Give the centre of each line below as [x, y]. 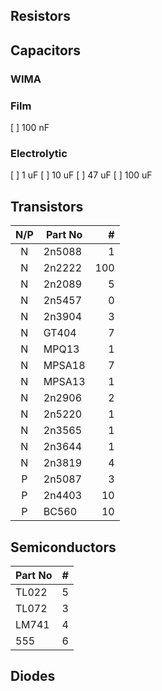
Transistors [47, 206]
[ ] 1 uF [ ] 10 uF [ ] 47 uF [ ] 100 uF [81, 175]
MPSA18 [64, 366]
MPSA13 [64, 382]
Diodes [33, 676]
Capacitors [46, 50]
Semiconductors [63, 547]
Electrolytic [39, 153]
